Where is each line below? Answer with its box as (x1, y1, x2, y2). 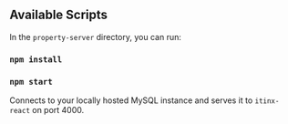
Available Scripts (9, 7, 108, 23)
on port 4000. (31, 105, 85, 116)
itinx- (254, 97, 280, 106)
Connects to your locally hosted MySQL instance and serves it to (9, 95, 253, 106)
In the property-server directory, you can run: (9, 31, 182, 42)
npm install (9, 54, 63, 65)
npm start (9, 77, 53, 87)
